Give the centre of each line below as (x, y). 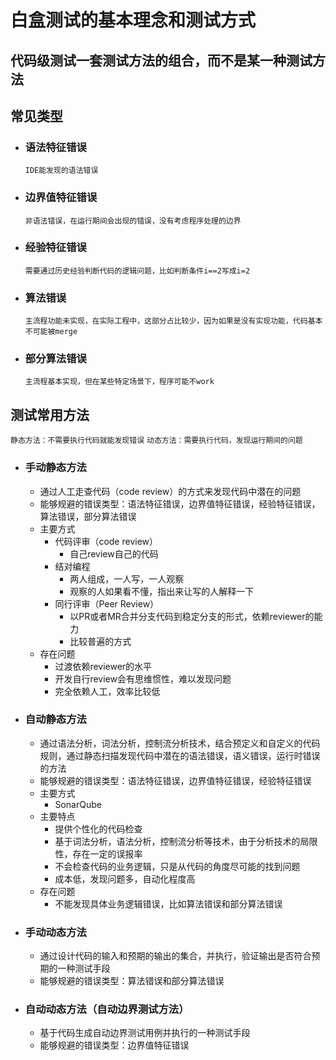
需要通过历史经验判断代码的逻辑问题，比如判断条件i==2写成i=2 (137, 271)
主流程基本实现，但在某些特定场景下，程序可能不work (119, 382)
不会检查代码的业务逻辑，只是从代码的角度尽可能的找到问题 (177, 866)
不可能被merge (51, 332)
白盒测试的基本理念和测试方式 (133, 20)
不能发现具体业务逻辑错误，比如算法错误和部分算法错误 (168, 903)
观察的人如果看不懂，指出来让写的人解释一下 (162, 591)
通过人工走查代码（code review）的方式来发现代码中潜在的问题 (170, 491)
